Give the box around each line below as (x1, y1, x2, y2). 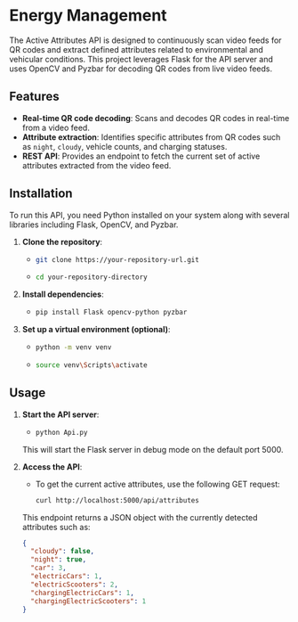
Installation (9, 186, 73, 201)
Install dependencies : (21, 289, 104, 299)
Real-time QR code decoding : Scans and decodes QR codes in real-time (21, 112, 290, 123)
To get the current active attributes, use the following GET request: (35, 479, 280, 489)
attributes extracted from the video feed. (21, 160, 172, 170)
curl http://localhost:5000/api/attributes (35, 495, 200, 504)
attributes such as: (21, 521, 91, 532)
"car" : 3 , (30, 563, 67, 573)
